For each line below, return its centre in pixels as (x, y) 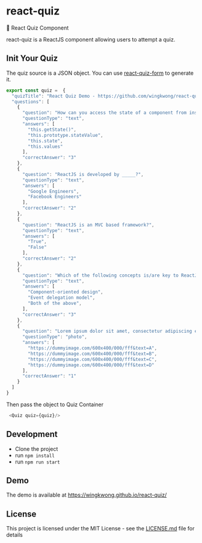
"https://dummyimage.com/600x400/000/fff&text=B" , (93, 354)
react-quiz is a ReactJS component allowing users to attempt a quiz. (91, 39)
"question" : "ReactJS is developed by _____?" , (83, 174)
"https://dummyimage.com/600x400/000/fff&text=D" (91, 365)
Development (32, 434)
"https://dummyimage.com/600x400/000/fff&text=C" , (93, 359)
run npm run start (37, 462)
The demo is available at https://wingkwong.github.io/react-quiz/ (87, 495)
